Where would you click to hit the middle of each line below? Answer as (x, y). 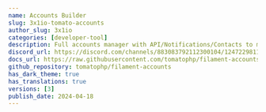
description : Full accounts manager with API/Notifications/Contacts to (131, 45)
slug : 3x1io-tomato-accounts (56, 23)
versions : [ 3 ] (32, 89)
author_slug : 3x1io (40, 30)
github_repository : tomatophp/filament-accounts (90, 67)
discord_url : (30, 52)
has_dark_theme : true (44, 74)
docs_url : (25, 60)
